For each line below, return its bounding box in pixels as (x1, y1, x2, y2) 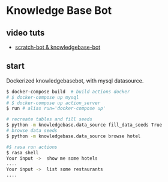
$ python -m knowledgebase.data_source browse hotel (6, 133, 141, 139)
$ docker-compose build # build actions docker (6, 89, 130, 95)
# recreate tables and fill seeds (6, 116, 93, 122)
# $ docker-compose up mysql (6, 94, 79, 100)
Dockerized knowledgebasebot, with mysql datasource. (6, 77, 144, 84)
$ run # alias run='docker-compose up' (6, 105, 106, 111)
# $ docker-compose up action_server (6, 100, 101, 106)
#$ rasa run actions (6, 144, 58, 150)
